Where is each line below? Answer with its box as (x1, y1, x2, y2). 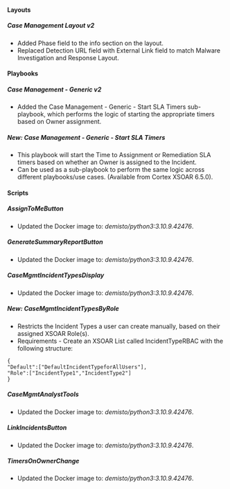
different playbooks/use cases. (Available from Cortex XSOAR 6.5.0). (17, 173, 213, 181)
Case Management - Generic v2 (7, 85, 102, 94)
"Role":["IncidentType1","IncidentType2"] (7, 369, 132, 377)
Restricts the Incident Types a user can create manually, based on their (17, 322, 220, 330)
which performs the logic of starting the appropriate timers (47, 110, 215, 118)
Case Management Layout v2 (7, 21, 95, 30)
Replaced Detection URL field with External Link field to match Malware (17, 46, 220, 55)
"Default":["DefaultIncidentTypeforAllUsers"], (7, 364, 148, 371)
